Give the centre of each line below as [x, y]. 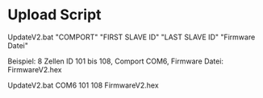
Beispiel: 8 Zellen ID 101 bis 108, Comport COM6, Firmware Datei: [115, 61]
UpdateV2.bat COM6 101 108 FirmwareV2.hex [83, 85]
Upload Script [54, 15]
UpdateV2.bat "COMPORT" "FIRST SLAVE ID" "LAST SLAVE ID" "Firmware [131, 37]
